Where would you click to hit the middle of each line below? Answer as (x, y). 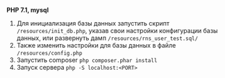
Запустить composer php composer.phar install (87, 60)
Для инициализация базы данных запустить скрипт (93, 23)
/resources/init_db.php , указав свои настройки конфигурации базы (117, 31)
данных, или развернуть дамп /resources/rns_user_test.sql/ (107, 38)
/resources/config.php (49, 53)
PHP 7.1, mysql (28, 10)
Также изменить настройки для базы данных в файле (96, 45)
